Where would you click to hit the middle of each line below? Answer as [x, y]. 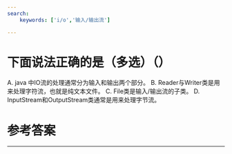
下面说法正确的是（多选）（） [89, 62]
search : [18, 13]
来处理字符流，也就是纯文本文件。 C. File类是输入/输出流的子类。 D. [104, 91]
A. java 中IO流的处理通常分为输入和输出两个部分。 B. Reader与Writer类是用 [114, 83]
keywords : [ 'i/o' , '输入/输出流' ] [65, 20]
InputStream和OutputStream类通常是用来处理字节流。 [84, 100]
